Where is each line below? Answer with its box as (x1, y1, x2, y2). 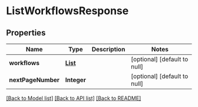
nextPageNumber (9, 76, 60, 84)
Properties (6, 28, 46, 38)
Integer (65, 76, 87, 84)
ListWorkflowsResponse (6, 4, 129, 18)
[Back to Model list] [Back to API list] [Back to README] (6, 95, 141, 102)
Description (91, 46, 126, 53)
